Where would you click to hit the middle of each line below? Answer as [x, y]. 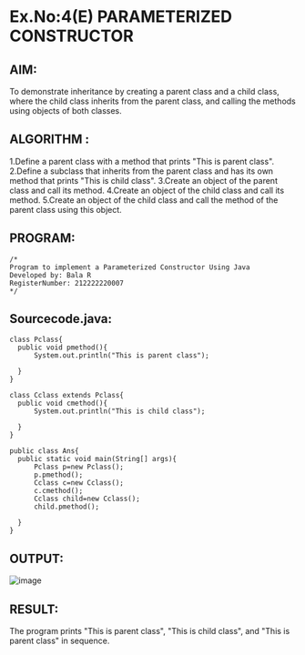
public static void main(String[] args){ [97, 459]
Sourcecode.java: [61, 319]
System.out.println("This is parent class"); [121, 356]
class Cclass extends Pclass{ [67, 396]
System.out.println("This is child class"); [119, 411]
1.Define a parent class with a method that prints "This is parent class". [142, 161]
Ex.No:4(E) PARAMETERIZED [121, 17]
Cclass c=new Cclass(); [79, 483]
